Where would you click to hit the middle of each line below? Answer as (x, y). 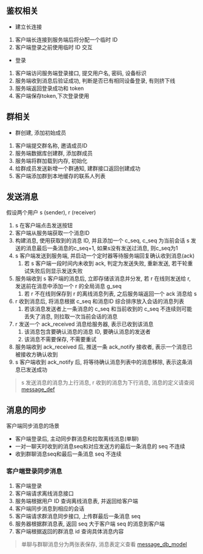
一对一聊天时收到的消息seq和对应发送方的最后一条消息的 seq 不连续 (100, 446)
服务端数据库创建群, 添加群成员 (54, 153)
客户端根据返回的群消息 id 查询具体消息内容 (69, 531)
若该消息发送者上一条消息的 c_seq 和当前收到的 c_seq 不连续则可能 (108, 309)
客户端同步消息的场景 (33, 426)
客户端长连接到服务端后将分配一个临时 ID (66, 39)
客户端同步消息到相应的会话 (50, 508)
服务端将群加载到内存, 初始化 (51, 160)
